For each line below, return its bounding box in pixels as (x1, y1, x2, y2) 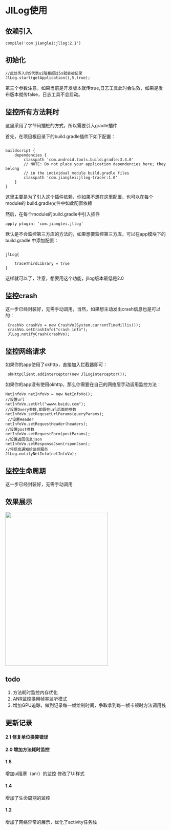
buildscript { (5, 148, 36, 153)
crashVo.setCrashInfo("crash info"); (7, 327, 88, 333)
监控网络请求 (5, 347, 46, 356)
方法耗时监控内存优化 (12, 689, 58, 696)
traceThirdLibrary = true (14, 261, 70, 266)
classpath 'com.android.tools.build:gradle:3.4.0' (24, 157, 134, 162)
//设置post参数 (5, 427, 35, 432)
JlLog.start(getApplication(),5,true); (5, 75, 91, 80)
